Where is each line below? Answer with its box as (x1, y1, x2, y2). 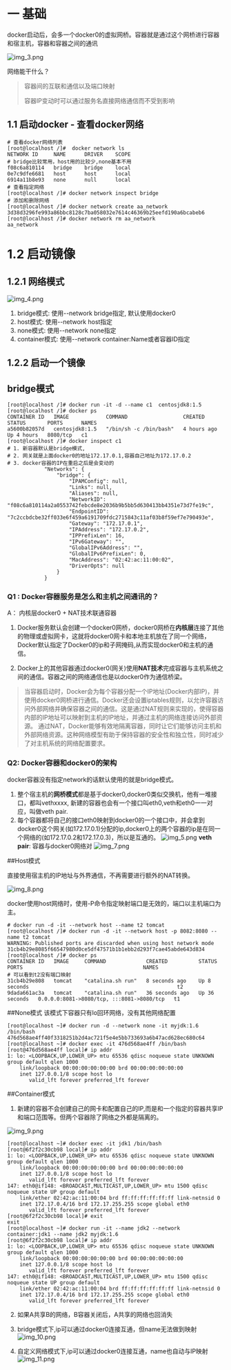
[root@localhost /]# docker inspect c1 (7, 437, 122, 444)
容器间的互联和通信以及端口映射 (23, 82, 115, 90)
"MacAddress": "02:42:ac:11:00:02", (68, 556, 174, 563)
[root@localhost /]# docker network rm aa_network (7, 215, 156, 222)
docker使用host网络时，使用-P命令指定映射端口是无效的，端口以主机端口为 (7, 899, 221, 907)
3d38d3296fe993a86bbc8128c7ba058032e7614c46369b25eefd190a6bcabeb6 (7, 209, 205, 216)
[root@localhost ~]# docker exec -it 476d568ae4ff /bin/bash (7, 1040, 187, 1047)
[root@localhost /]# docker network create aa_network (7, 203, 168, 210)
